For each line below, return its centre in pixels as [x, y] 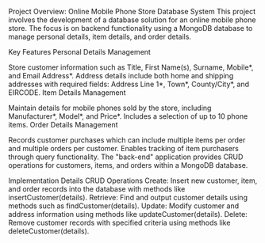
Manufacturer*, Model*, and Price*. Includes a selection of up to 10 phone [128, 116]
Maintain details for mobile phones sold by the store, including [110, 108]
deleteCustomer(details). [49, 231]
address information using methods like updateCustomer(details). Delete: [128, 214]
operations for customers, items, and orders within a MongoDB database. [128, 165]
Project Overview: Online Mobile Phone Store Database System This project [132, 11]
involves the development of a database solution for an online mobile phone [132, 20]
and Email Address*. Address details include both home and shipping [121, 76]
